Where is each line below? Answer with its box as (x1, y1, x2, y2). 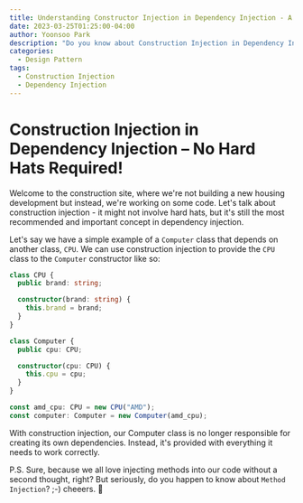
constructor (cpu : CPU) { (17, 361, 111, 370)
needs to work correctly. (9, 446, 101, 457)
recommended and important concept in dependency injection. (9, 216, 244, 227)
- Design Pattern (17, 55, 83, 64)
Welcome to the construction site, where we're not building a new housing (9, 187, 286, 199)
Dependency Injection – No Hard (9, 138, 256, 159)
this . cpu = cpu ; (25, 369, 87, 379)
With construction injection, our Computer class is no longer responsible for (9, 427, 291, 438)
